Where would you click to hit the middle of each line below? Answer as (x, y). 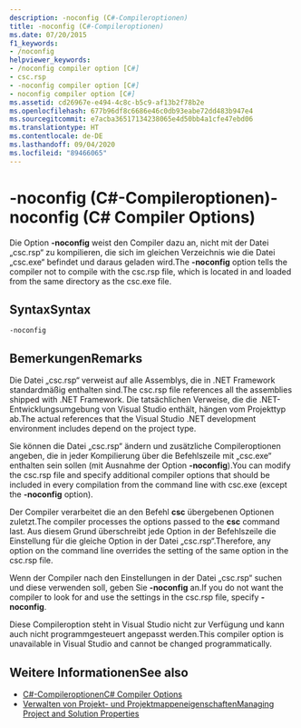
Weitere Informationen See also (99, 672)
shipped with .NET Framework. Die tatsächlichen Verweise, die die (133, 400)
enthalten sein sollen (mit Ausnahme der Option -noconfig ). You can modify (150, 465)
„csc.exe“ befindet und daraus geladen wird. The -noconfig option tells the (149, 262)
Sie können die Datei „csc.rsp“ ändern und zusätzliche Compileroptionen (145, 446)
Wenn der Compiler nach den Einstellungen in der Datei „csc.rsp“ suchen (146, 578)
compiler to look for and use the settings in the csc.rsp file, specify (134, 597)
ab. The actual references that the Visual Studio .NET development (133, 419)
